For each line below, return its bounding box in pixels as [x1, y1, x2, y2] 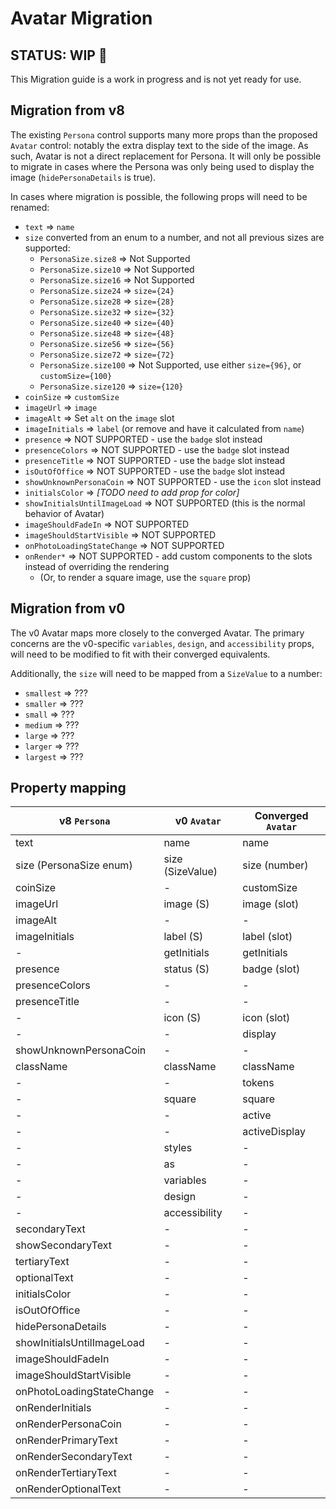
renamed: [10, 201, 50, 213]
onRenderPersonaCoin [15, 1417, 122, 1431]
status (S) [163, 962, 210, 976]
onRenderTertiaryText [15, 1466, 117, 1480]
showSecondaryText [15, 1238, 112, 1252]
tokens [242, 1076, 275, 1090]
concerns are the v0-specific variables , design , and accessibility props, [10, 637, 315, 649]
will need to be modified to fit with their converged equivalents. [10, 648, 271, 660]
